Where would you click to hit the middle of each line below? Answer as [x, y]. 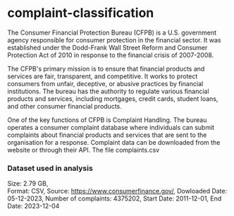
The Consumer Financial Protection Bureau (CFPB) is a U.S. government [112, 32]
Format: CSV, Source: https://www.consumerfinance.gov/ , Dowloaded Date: [117, 191]
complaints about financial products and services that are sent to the [107, 135]
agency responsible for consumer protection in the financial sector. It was [114, 40]
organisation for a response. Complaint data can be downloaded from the [114, 142]
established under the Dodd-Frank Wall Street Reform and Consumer [107, 47]
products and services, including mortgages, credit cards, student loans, [113, 98]
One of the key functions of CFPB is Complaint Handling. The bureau [107, 120]
